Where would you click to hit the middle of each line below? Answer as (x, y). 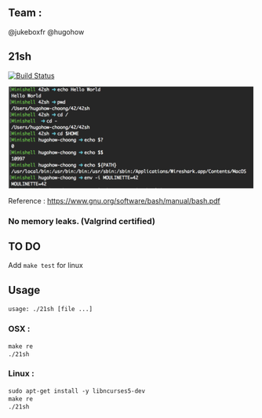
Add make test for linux (46, 266)
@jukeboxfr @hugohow (46, 31)
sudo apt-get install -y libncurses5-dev (77, 391)
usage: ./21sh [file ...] (50, 310)
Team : (25, 13)
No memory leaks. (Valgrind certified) (82, 221)
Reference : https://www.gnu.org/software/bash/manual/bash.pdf (115, 200)
